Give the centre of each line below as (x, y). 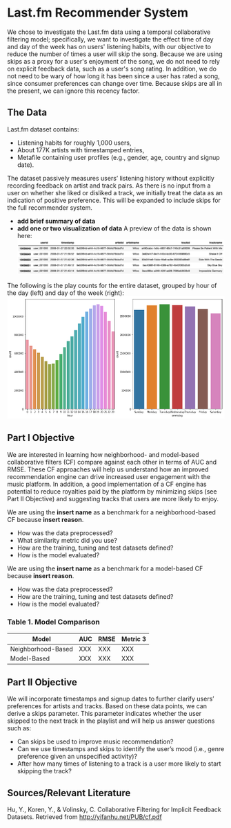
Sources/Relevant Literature (69, 793)
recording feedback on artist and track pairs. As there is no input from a (109, 186)
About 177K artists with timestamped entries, (81, 150)
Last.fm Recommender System (98, 13)
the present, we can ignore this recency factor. (73, 91)
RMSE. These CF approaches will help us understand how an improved (108, 469)
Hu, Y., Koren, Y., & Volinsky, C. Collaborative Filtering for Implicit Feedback (114, 810)
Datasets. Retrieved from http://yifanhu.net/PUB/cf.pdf (84, 817)
